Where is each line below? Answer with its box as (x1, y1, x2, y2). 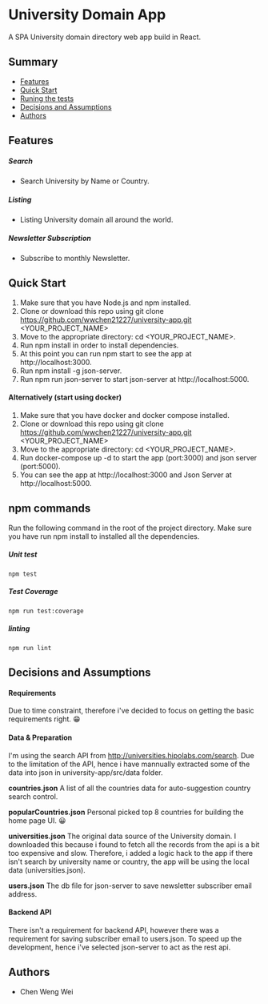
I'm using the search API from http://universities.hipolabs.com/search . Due (8, 750, 254, 760)
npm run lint (8, 644, 52, 652)
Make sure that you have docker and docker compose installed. (19, 411, 230, 420)
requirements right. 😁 (8, 714, 81, 724)
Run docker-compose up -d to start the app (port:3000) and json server (19, 453, 258, 463)
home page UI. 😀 (8, 815, 66, 825)
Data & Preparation (8, 733, 73, 742)
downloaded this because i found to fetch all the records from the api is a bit (8, 839, 260, 849)
